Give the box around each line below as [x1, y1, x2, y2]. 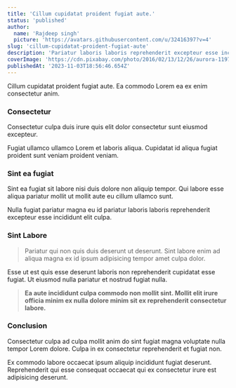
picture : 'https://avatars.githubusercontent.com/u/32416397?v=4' [13, 36, 212, 44]
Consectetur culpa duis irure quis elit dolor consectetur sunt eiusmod [7, 122, 208, 131]
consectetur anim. [7, 89, 60, 98]
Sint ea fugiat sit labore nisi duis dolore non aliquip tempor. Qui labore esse [7, 185, 224, 193]
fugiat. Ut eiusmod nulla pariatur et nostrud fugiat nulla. [7, 275, 168, 283]
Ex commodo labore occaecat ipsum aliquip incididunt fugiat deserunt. [7, 358, 212, 366]
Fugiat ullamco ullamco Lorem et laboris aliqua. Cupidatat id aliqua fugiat [7, 143, 218, 152]
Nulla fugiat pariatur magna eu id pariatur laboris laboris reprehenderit [7, 206, 211, 214]
